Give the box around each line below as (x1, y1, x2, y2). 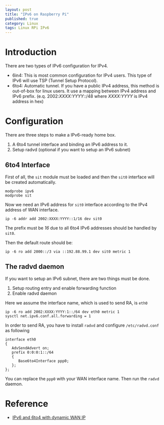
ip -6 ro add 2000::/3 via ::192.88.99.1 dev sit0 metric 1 (5, 249, 131, 254)
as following (5, 327, 29, 333)
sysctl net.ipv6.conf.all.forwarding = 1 (5, 313, 91, 318)
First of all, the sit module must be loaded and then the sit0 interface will (5, 174, 155, 180)
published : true (5, 16, 38, 21)
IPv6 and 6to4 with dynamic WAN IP (12, 414, 86, 420)
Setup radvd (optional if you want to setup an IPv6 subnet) (12, 147, 131, 152)
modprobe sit (5, 193, 32, 198)
